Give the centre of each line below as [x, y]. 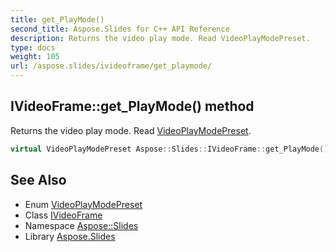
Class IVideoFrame [63, 215]
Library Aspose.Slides [70, 236]
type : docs [33, 47]
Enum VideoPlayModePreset [83, 204]
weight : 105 [35, 57]
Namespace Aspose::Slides [81, 225]
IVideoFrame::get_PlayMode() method [132, 106]
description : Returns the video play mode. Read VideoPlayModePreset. [160, 38]
